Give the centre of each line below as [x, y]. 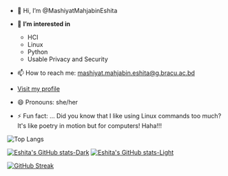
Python [38, 52]
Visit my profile [39, 89]
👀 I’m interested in [44, 24]
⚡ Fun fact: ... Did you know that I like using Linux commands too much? [119, 116]
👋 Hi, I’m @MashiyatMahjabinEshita [67, 11]
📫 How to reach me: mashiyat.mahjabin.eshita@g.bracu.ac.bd [106, 73]
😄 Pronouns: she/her [47, 102]
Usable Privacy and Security [68, 59]
